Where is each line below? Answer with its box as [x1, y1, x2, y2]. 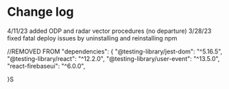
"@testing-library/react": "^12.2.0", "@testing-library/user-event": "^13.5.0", [7, 54, 220, 62]
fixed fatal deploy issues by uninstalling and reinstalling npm [7, 34, 178, 42]
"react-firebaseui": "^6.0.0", [7, 62, 86, 70]
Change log [7, 4, 74, 20]
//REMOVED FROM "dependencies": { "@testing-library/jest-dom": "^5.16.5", [7, 47, 223, 55]
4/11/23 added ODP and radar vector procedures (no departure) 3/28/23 [7, 27, 212, 35]
